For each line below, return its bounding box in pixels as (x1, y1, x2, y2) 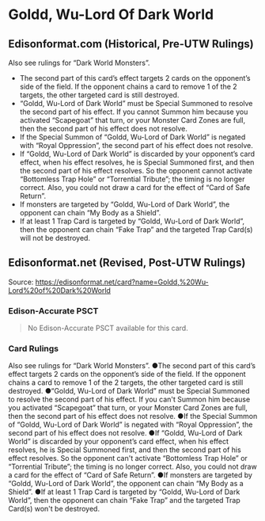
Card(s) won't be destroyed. (8, 504, 100, 514)
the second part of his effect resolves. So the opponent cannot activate (19, 166, 253, 175)
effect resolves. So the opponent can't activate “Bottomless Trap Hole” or (8, 454, 248, 463)
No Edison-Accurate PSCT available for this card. (27, 323, 188, 333)
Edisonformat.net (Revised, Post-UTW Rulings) (8, 256, 246, 270)
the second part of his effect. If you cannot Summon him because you (19, 107, 248, 116)
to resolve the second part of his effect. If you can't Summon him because (8, 394, 251, 405)
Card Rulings (8, 343, 59, 354)
